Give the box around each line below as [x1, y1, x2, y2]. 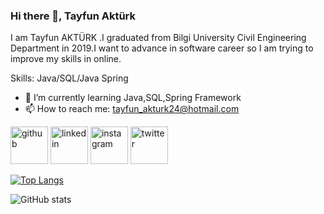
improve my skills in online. [10, 53, 122, 65]
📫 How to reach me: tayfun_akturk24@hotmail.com [24, 103, 240, 115]
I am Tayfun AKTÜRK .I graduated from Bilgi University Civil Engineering [10, 32, 307, 44]
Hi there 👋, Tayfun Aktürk [10, 9, 137, 23]
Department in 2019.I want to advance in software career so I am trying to [10, 42, 314, 54]
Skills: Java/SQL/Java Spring [10, 72, 129, 84]
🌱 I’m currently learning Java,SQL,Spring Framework [24, 92, 242, 104]
